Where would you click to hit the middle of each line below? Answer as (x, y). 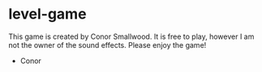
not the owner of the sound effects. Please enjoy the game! (107, 44)
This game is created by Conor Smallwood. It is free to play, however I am (131, 36)
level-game (47, 14)
